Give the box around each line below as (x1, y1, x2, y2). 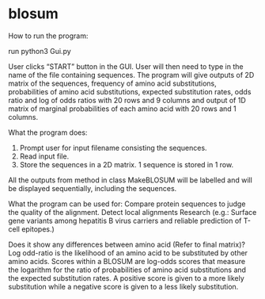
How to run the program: (8, 31, 89, 40)
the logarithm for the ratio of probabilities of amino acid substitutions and (8, 265, 247, 274)
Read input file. (19, 151, 70, 161)
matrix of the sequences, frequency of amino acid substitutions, (8, 79, 218, 88)
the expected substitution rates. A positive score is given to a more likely (8, 273, 245, 282)
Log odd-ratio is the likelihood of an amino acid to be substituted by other (8, 247, 248, 258)
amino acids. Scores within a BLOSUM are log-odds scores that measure (8, 256, 246, 266)
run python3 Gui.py (8, 46, 71, 56)
